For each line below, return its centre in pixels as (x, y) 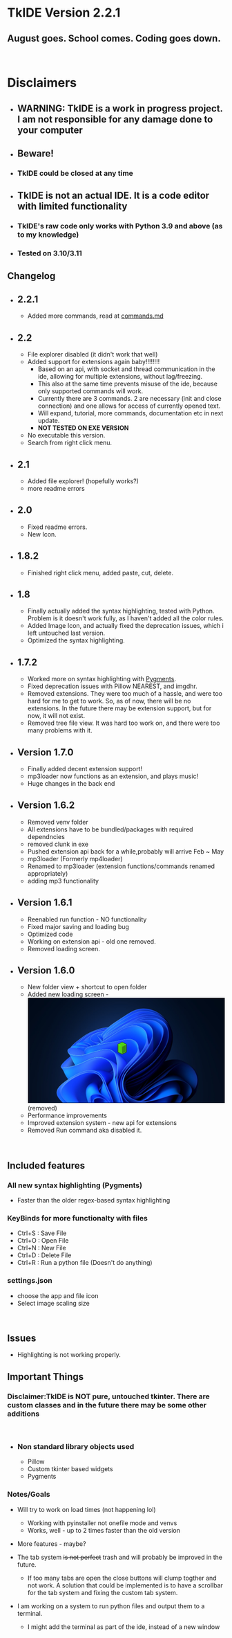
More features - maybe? (51, 1543)
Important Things (46, 1377)
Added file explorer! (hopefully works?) (83, 481)
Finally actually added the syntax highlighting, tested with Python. (121, 611)
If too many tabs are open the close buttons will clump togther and (122, 1578)
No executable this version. (66, 435)
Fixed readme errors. (57, 527)
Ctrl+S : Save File (42, 1233)
